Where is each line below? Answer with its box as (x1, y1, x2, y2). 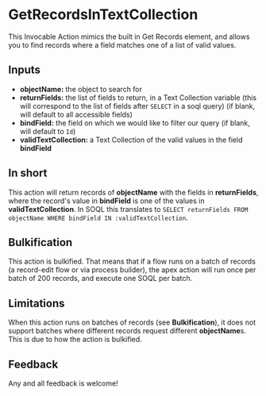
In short (8, 167, 48, 180)
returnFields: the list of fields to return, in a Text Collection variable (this (19, 93, 256, 102)
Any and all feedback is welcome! (8, 379, 118, 388)
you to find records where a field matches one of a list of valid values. (8, 40, 237, 49)
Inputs (8, 63, 41, 77)
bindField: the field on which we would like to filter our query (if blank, (19, 117, 250, 128)
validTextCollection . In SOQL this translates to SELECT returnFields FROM (8, 204, 249, 213)
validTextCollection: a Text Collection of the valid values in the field (19, 135, 243, 144)
